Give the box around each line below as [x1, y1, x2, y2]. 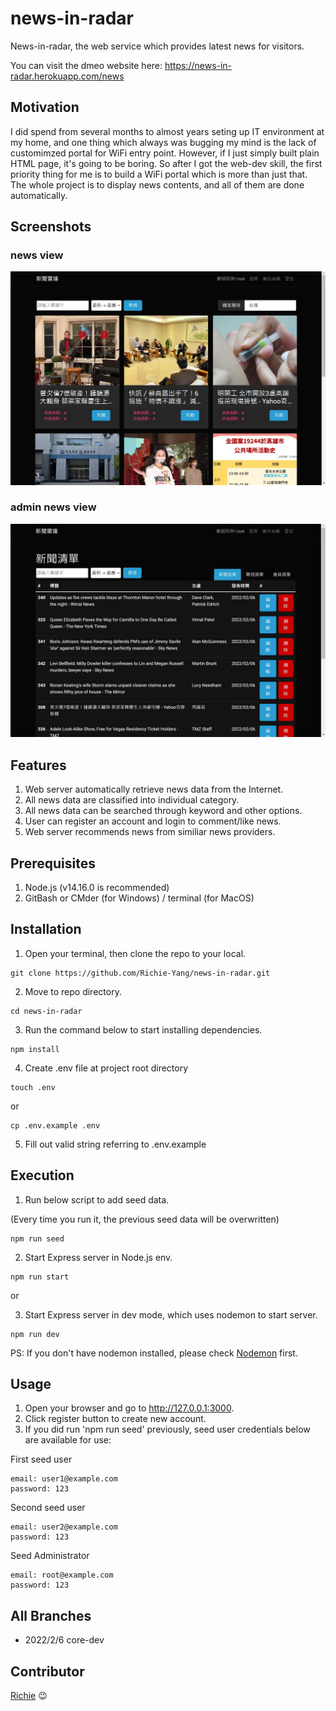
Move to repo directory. [24, 985, 122, 997]
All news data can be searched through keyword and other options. [24, 805, 303, 817]
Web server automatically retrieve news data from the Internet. [24, 783, 284, 796]
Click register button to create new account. [24, 1413, 207, 1425]
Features [10, 757, 67, 774]
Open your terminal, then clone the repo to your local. [24, 947, 247, 959]
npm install [10, 1044, 60, 1054]
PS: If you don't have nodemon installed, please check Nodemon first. [10, 1347, 298, 1359]
